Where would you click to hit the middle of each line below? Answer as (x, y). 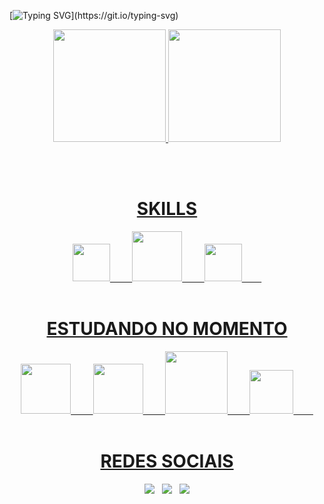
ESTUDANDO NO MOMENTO (167, 329)
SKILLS (167, 209)
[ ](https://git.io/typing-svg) (94, 15)
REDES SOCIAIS (167, 461)
